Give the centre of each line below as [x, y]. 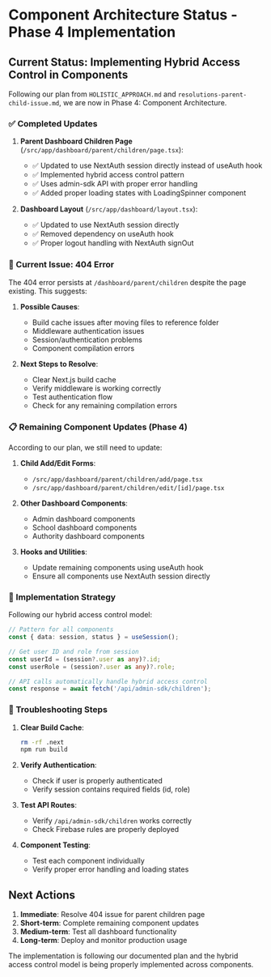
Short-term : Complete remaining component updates [110, 923]
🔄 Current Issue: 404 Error [61, 265]
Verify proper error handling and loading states [110, 869]
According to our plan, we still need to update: [85, 447]
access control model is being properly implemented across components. [131, 965]
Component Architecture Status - [123, 15]
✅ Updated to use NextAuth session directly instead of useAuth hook [147, 166]
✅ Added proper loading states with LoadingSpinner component [139, 193]
